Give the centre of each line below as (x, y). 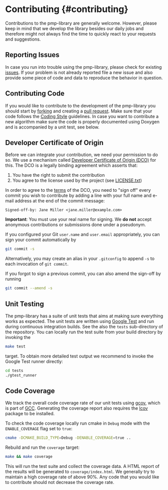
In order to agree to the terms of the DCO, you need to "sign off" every (78, 190)
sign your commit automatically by (41, 240)
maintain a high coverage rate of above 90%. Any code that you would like (82, 477)
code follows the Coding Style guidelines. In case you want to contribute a (82, 116)
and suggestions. (23, 39)
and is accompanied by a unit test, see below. (52, 127)
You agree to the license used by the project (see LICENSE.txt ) (77, 180)
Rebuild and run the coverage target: (42, 447)
